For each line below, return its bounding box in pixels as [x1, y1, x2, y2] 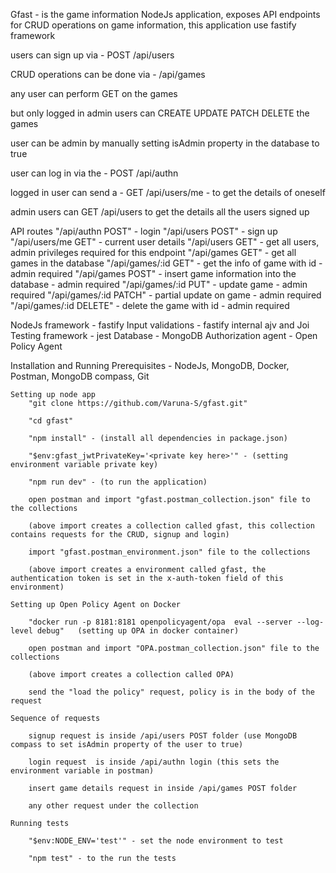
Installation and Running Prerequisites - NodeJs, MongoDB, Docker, [10, 360, 290, 371]
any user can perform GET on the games [10, 88, 178, 99]
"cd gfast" [28, 416, 74, 426]
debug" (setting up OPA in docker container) [36, 626, 240, 636]
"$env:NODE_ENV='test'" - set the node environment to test [28, 836, 284, 846]
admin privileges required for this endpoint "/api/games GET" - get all [10, 247, 297, 258]
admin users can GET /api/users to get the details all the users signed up [10, 206, 310, 218]
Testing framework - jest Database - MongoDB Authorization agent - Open [10, 330, 318, 341]
